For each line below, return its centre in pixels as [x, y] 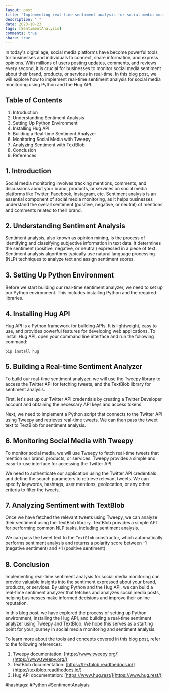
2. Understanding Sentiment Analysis [65, 225]
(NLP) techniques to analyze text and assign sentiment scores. [70, 259]
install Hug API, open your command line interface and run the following [80, 336]
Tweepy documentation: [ [39, 654]
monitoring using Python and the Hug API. [49, 84]
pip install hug [22, 351]
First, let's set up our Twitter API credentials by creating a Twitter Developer [84, 399]
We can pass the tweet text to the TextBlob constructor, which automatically [84, 538]
